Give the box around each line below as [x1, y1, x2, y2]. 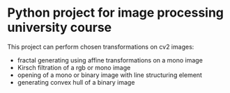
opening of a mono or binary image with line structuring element [17, 71, 202, 79]
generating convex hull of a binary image [17, 78, 135, 86]
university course [7, 19, 112, 35]
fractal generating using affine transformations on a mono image [17, 56, 204, 64]
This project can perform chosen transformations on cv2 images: [7, 42, 194, 51]
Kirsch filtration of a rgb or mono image [17, 63, 131, 71]
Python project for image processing [7, 5, 224, 21]
